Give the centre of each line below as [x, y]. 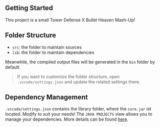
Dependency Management [46, 97]
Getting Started [29, 8]
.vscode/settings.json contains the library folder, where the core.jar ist [78, 109]
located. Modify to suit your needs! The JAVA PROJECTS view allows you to [79, 114]
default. [13, 67]
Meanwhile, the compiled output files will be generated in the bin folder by [80, 62]
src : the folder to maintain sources [47, 47]
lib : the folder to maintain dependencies [53, 52]
